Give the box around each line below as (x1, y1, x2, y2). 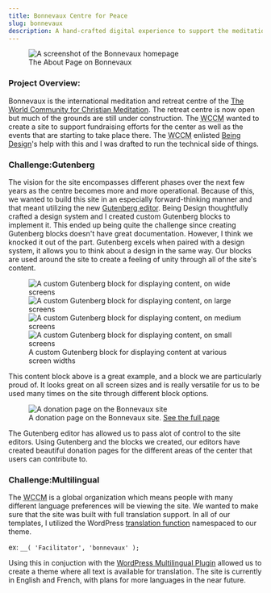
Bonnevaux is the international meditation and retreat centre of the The (8, 96, 244, 106)
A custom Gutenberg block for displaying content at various (28, 347, 227, 357)
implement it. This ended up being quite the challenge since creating (8, 219, 236, 230)
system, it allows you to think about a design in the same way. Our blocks (8, 245, 252, 255)
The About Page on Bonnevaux (28, 57, 132, 67)
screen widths (28, 356, 76, 365)
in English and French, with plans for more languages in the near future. (8, 575, 246, 585)
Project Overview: (8, 77, 81, 89)
